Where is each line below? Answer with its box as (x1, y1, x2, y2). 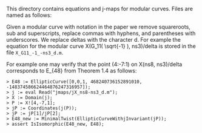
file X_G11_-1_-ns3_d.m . (6, 49, 64, 56)
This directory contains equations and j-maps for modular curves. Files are (6, 5, 193, 12)
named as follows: (6, 11, 52, 19)
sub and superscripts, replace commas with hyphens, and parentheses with (6, 30, 196, 37)
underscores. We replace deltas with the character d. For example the (6, 36, 181, 43)
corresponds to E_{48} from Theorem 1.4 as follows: (6, 67, 137, 74)
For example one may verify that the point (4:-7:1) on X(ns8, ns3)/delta (6, 60, 183, 68)
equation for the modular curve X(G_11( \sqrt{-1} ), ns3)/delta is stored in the (6, 42, 196, 50)
